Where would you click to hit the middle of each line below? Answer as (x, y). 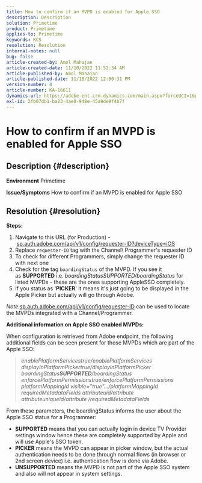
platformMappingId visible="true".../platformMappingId (89, 387)
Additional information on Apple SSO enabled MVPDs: (75, 325)
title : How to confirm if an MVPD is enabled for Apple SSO (83, 12)
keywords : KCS (24, 40)
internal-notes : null (33, 51)
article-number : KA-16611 (38, 90)
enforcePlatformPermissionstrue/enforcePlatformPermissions (97, 380)
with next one (32, 263)
